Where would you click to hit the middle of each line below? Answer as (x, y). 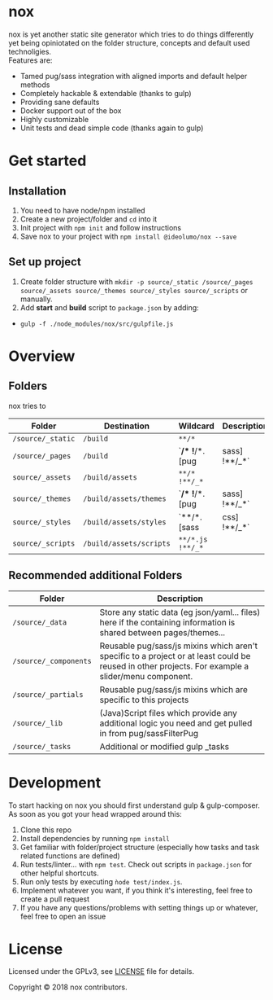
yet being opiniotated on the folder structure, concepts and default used (129, 42)
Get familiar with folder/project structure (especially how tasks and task (140, 847)
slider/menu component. (146, 676)
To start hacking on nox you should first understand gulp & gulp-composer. (134, 805)
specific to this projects (144, 700)
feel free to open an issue (63, 916)
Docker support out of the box (71, 110)
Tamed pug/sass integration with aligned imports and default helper (134, 76)
